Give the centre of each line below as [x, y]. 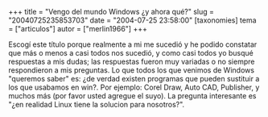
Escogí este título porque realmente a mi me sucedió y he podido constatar [133, 44]
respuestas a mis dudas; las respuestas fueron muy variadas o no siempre [132, 61]
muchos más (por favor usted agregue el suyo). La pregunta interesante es [132, 96]
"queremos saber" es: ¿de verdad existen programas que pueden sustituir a [134, 79]
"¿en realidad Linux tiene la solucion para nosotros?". [97, 104]
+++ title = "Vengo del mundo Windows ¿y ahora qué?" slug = [111, 12]
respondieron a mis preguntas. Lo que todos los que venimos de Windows [132, 70]
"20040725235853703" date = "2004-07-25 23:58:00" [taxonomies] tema [132, 20]
